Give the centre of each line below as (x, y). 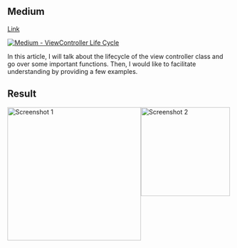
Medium (26, 12)
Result (22, 94)
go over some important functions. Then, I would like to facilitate (102, 64)
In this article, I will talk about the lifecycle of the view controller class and (115, 56)
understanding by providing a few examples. (73, 71)
